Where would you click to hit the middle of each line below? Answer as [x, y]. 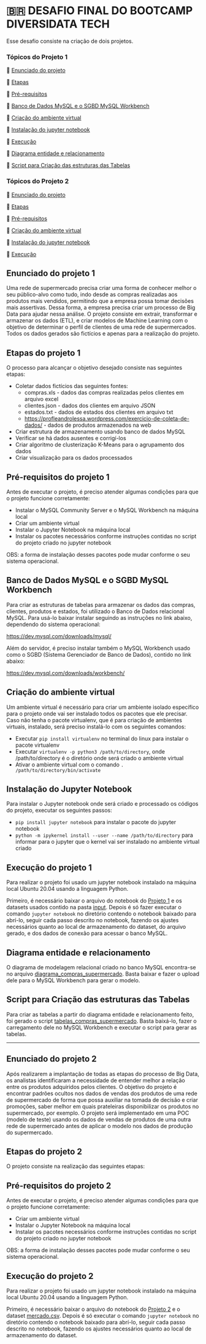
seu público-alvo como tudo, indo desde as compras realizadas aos [92, 294]
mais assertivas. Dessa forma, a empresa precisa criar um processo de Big [101, 308]
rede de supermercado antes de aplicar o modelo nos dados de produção [100, 1126]
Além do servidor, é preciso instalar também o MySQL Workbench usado [98, 648]
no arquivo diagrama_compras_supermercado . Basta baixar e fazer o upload [103, 974]
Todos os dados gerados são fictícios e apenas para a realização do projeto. [103, 334]
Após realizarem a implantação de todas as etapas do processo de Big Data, [103, 1074]
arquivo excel [41, 399]
